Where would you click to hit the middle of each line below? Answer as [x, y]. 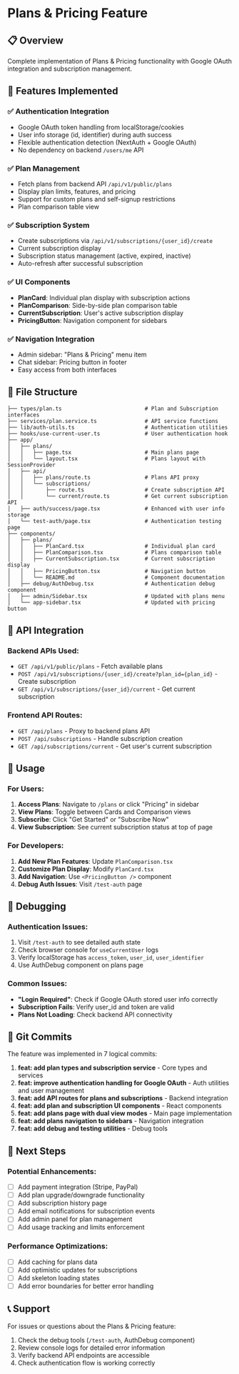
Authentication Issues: [48, 927]
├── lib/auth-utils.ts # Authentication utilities [118, 427]
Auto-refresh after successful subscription [80, 264]
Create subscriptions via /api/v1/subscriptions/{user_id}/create [115, 241]
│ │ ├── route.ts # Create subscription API [116, 490]
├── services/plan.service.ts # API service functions [113, 421]
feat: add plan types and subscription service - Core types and [112, 1068]
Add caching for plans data [57, 1262]
